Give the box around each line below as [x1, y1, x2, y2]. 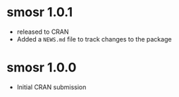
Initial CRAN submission [16, 82, 87, 91]
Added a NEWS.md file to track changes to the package [16, 34, 172, 43]
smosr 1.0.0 [6, 60, 77, 76]
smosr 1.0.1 [6, 4, 73, 20]
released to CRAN [16, 27, 69, 36]
